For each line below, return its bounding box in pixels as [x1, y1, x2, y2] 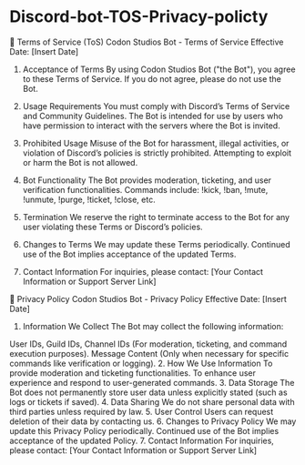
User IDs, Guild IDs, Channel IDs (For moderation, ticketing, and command [9, 339, 288, 349]
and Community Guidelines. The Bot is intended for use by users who [22, 110, 284, 121]
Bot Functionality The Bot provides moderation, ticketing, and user [22, 175, 271, 186]
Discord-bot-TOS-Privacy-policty [9, 6, 269, 27]
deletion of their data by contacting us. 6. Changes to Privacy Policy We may [9, 416, 297, 427]
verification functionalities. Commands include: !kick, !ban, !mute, [22, 184, 269, 195]
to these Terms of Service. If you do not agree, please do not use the [22, 73, 282, 84]
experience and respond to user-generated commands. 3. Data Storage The [9, 377, 295, 388]
